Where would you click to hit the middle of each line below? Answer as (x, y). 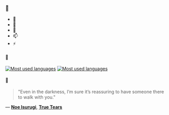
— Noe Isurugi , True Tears (34, 107)
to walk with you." (37, 97)
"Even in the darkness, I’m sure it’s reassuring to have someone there (91, 91)
